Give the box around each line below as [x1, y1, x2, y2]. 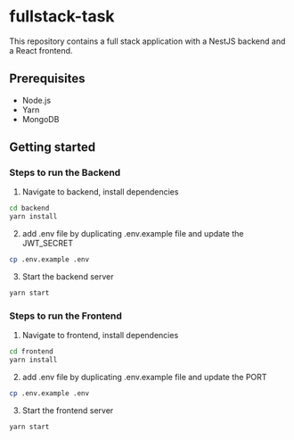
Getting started [9, 140, 96, 155]
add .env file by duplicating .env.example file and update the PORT [21, 371, 267, 382]
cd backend [9, 203, 50, 213]
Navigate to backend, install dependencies [21, 187, 179, 197]
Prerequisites [9, 71, 86, 87]
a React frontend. [9, 45, 73, 55]
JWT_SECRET [21, 238, 74, 249]
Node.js [21, 95, 52, 105]
